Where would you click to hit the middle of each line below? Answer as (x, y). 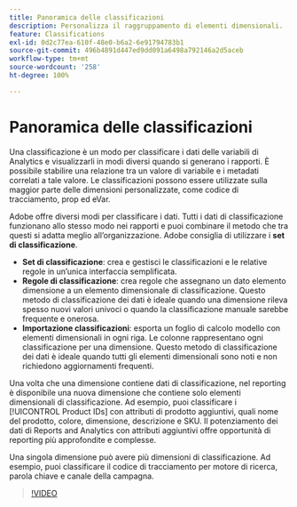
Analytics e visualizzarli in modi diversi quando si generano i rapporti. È (140, 161)
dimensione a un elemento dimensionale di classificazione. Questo (144, 290)
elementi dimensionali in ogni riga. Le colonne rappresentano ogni (143, 337)
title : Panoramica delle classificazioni (87, 17)
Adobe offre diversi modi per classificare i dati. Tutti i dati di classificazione (146, 216)
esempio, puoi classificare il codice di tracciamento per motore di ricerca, (144, 466)
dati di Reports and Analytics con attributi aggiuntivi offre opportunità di (140, 430)
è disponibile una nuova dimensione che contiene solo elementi (125, 392)
